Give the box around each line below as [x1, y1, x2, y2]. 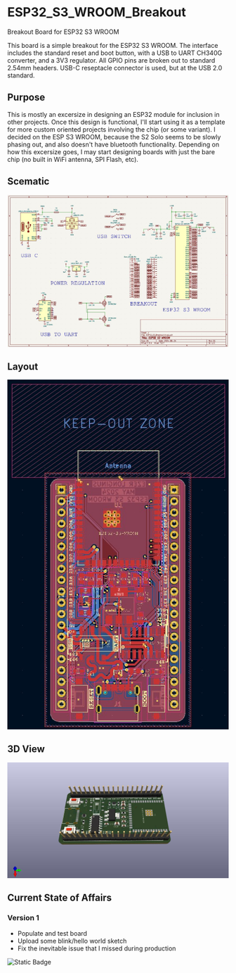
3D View [7, 743, 46, 755]
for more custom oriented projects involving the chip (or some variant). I [7, 125, 216, 134]
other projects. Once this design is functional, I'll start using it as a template [7, 118, 225, 126]
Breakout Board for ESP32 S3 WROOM [7, 27, 119, 36]
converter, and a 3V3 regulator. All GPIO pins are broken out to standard [7, 56, 216, 64]
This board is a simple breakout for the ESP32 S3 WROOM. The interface [7, 41, 218, 49]
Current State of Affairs [7, 892, 112, 904]
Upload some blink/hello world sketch [17, 936, 127, 945]
